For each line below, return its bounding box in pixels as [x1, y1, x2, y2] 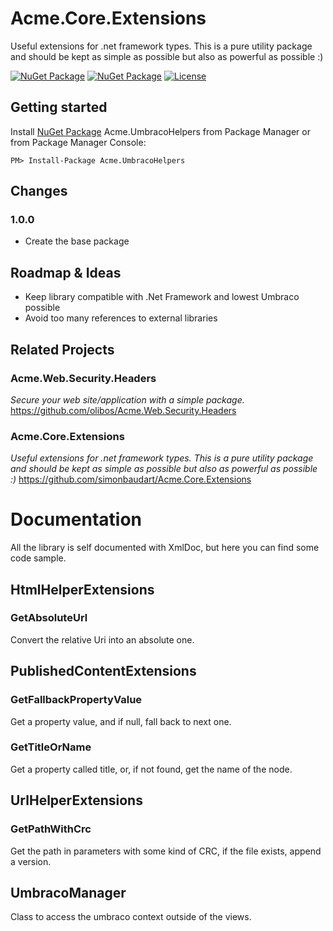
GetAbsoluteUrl [10, 611, 88, 625]
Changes [10, 183, 68, 200]
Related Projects [10, 341, 115, 358]
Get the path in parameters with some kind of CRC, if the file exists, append [10, 845, 322, 857]
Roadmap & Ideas [10, 264, 122, 281]
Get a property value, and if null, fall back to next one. [10, 715, 232, 727]
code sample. [10, 552, 67, 564]
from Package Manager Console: [10, 136, 147, 148]
